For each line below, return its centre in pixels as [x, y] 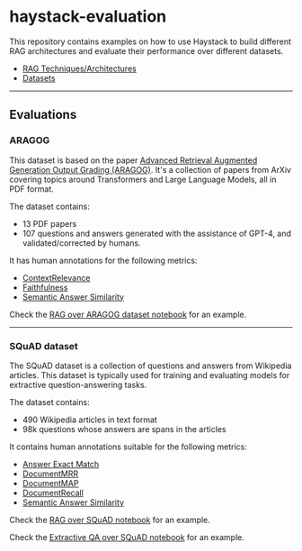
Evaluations [43, 115]
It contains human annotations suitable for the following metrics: [128, 447]
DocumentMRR [50, 474]
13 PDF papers [49, 223]
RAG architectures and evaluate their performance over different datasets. [147, 50]
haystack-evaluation [88, 17]
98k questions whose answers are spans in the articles [124, 429]
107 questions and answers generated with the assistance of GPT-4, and [157, 233]
